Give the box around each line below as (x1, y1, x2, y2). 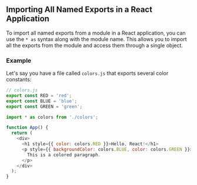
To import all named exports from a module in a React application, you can (6, 29, 186, 36)
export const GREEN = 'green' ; (6, 104, 83, 109)
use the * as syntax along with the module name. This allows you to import (6, 35, 187, 43)
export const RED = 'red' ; (6, 92, 72, 98)
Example (6, 56, 32, 64)
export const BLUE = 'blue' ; (6, 98, 77, 104)
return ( (11, 130, 33, 136)
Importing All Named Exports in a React (6, 5, 152, 15)
